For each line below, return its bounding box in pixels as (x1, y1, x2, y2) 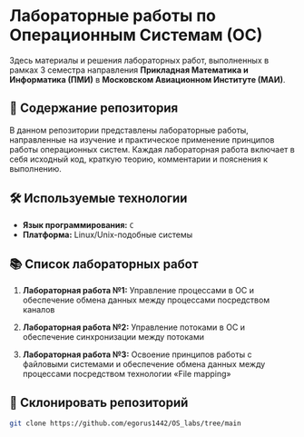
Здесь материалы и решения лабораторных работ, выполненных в (9, 55, 270, 65)
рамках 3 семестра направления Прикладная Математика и (9, 65, 249, 75)
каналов (22, 304, 55, 315)
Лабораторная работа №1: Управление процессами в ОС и (22, 285, 255, 296)
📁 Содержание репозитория (9, 101, 179, 116)
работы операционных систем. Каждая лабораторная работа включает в (9, 144, 295, 154)
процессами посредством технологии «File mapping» (22, 369, 231, 380)
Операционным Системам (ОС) (9, 25, 263, 45)
